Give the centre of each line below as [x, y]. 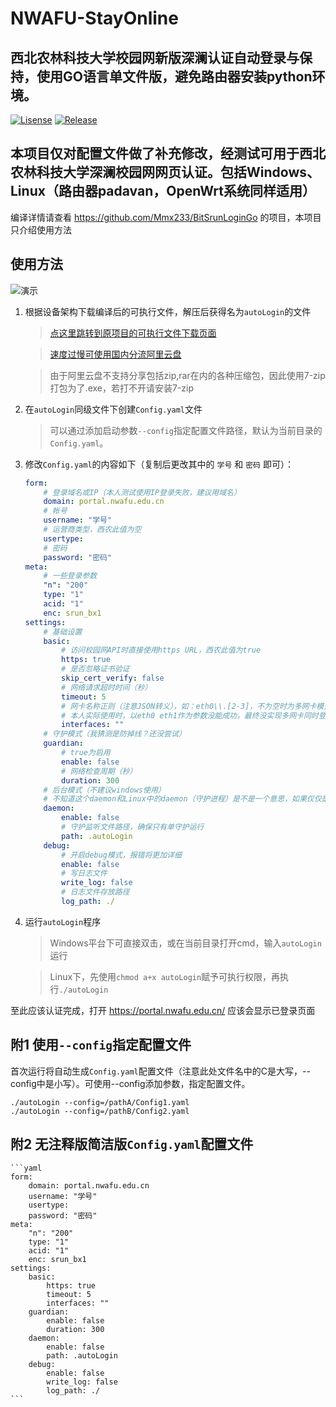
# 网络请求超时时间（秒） [107, 687]
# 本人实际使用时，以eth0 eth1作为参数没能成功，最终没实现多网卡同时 [190, 715]
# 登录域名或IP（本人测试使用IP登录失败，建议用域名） [142, 492]
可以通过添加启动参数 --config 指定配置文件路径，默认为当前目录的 [186, 430]
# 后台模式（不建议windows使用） [104, 790]
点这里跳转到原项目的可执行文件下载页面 [133, 333]
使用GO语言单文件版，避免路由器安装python [174, 76]
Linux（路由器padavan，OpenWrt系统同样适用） [163, 191]
